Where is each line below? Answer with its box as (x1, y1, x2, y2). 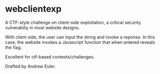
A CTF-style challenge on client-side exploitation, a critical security (5, 19, 141, 25)
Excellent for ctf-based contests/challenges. (5, 54, 95, 59)
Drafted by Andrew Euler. (5, 63, 56, 69)
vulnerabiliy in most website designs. (5, 24, 80, 30)
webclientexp (5, 3, 62, 15)
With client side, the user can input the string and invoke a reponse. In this (5, 34, 155, 40)
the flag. (5, 44, 22, 50)
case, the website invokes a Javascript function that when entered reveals (5, 39, 156, 45)
